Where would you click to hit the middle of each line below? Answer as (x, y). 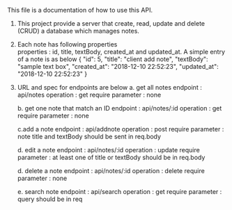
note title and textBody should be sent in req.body (89, 136)
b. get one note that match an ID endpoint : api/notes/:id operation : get (119, 108)
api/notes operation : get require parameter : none (89, 95)
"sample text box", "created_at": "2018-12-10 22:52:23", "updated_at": (118, 66)
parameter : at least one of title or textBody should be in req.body (111, 157)
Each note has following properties (67, 44)
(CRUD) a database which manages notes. (78, 31)
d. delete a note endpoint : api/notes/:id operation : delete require (111, 171)
